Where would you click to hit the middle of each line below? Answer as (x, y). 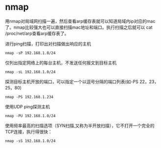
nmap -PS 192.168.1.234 (29, 97)
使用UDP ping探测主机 (28, 106)
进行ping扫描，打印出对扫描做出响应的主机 (48, 43)
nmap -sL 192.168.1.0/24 (30, 72)
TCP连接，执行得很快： (29, 131)
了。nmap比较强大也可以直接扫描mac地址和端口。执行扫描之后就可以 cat (79, 27)
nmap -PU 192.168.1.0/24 (30, 116)
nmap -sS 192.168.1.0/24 (30, 141)
